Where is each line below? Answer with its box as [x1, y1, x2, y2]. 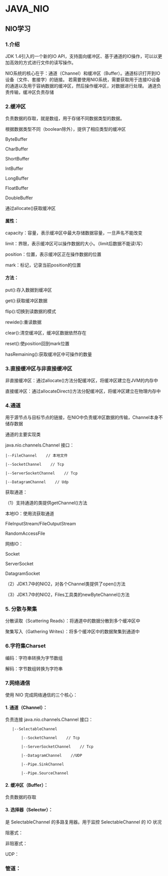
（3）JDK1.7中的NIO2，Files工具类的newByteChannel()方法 [5, 591, 130, 598]
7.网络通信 [5, 679, 30, 686]
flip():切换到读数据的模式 [5, 308, 57, 314]
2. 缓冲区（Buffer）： [5, 782, 48, 788]
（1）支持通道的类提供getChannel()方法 [5, 500, 87, 506]
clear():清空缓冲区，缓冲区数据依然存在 [5, 330, 87, 336]
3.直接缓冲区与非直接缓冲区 [5, 365, 72, 372]
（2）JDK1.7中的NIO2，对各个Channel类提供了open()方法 [5, 581, 126, 587]
